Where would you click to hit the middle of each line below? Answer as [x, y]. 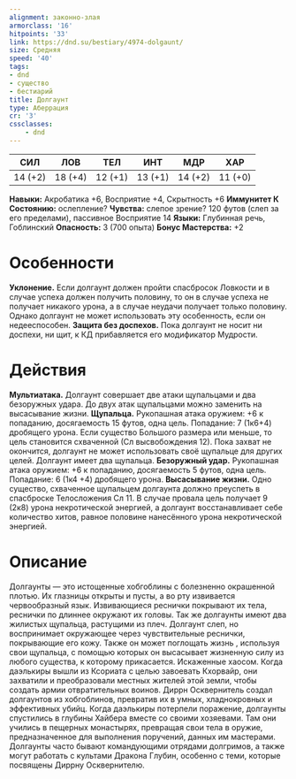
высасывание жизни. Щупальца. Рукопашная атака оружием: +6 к [137, 413]
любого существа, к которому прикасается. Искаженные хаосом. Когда [146, 661]
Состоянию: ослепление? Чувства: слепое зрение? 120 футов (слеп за [144, 208]
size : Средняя [35, 50]
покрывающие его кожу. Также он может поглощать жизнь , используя [144, 643]
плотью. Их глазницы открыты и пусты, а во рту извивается [122, 596]
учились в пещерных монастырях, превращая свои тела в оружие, [136, 727]
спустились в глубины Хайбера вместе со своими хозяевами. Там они [143, 718]
